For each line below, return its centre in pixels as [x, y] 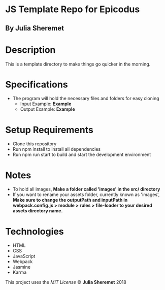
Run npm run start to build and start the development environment [82, 155]
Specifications [37, 84]
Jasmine [22, 267]
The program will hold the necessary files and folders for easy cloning [86, 99]
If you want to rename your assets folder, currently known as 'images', [86, 195]
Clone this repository [35, 144]
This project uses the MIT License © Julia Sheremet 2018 [66, 282]
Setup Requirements [49, 130]
